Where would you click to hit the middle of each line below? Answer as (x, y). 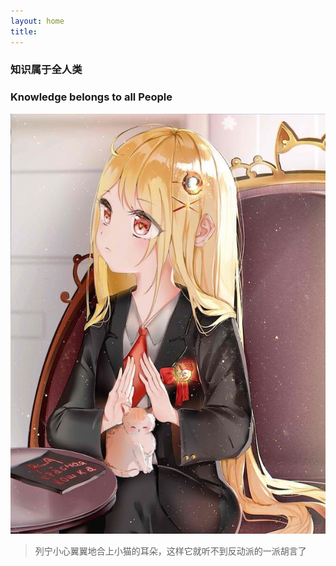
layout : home (37, 21)
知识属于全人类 (46, 70)
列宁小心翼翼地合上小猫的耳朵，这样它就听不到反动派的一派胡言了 (170, 551)
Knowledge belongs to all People (91, 97)
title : (24, 31)
